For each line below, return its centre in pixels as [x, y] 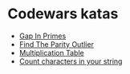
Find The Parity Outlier [56, 44]
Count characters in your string [71, 61]
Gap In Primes [43, 36]
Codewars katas [63, 14]
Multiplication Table [52, 53]
